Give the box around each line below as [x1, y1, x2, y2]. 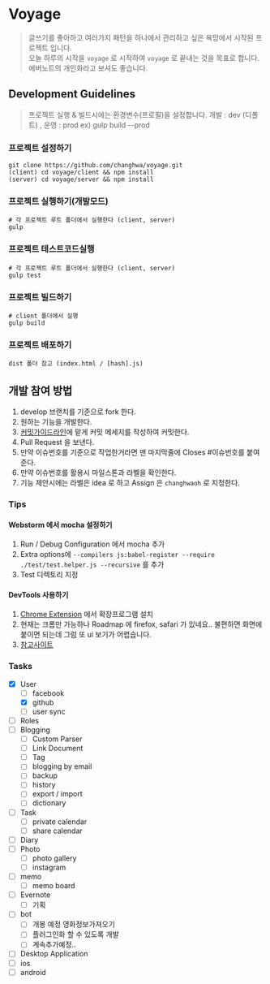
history [32, 780, 56, 790]
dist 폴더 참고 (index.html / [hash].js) [8, 360, 144, 368]
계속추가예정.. [32, 939, 76, 950]
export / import [32, 789, 83, 799]
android [19, 967, 46, 977]
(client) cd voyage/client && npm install [8, 168, 154, 177]
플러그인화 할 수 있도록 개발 [32, 930, 119, 939]
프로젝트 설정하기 [8, 142, 72, 153]
